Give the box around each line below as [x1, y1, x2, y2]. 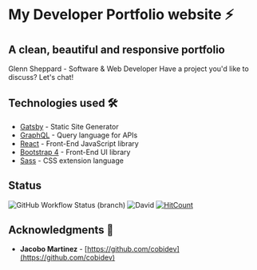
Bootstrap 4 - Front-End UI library [19, 147, 131, 157]
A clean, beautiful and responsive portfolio [8, 42, 225, 56]
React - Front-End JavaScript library [19, 138, 140, 148]
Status [8, 179, 42, 193]
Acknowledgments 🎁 [8, 224, 114, 237]
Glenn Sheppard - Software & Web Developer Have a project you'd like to [8, 64, 249, 73]
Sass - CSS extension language [19, 156, 124, 165]
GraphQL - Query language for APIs [19, 130, 138, 140]
